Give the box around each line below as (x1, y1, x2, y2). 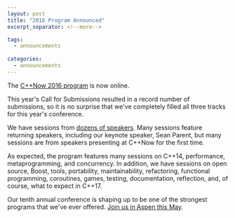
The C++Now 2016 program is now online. (7, 81, 130, 90)
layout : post (7, 10, 46, 18)
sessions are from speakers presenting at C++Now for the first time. (7, 138, 205, 147)
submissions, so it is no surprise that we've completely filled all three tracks (7, 102, 226, 111)
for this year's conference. (7, 109, 84, 118)
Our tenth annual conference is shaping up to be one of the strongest (7, 195, 208, 203)
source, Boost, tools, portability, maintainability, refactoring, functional (7, 166, 210, 175)
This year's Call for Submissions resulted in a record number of (7, 95, 190, 103)
